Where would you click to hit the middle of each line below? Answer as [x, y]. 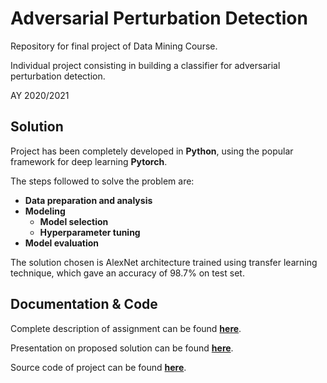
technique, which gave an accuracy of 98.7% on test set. [127, 273]
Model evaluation [62, 243]
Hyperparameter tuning [90, 232]
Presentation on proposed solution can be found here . [122, 348]
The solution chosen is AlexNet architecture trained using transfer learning [164, 262]
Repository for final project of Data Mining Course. [114, 46]
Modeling [45, 211]
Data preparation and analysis [88, 200]
